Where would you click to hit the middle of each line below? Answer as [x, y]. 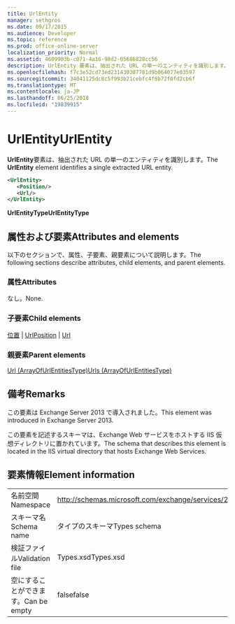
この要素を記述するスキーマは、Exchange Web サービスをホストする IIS [111, 435]
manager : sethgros [34, 20]
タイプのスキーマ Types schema [109, 526]
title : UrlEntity [33, 14]
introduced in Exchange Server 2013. [60, 420]
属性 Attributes [32, 282]
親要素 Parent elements [47, 355]
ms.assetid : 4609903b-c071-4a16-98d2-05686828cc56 [83, 59]
